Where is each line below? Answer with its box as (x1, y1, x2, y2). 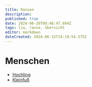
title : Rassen (5, 7, 34, 12)
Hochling (12, 71, 31, 77)
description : (5, 12, 32, 17)
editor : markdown (5, 30, 41, 35)
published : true (5, 16, 38, 21)
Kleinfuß (12, 77, 30, 83)
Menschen (5, 56, 50, 66)
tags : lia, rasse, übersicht (5, 25, 65, 30)
